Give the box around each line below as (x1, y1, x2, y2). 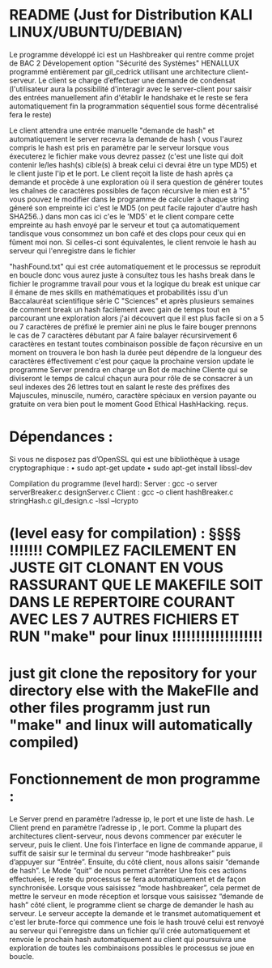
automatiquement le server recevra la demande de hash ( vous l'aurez (9, 134, 244, 143)
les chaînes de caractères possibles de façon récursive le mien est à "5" (9, 185, 250, 195)
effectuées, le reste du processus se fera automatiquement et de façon (9, 874, 246, 884)
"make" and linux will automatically (9, 716, 253, 734)
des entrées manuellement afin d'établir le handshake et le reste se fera (9, 92, 249, 102)
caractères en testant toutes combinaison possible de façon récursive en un (9, 338, 263, 349)
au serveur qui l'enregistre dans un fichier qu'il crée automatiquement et (9, 926, 250, 936)
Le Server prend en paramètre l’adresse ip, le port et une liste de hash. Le (9, 814, 255, 824)
